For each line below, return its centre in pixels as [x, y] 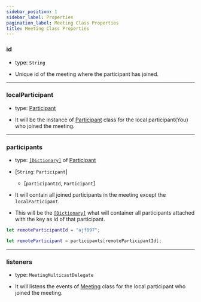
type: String [30, 62]
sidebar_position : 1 [32, 12]
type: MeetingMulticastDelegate [54, 275]
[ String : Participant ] [41, 172]
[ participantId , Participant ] [60, 184]
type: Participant [35, 108]
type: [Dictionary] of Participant [55, 160]
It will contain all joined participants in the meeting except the [90, 195]
